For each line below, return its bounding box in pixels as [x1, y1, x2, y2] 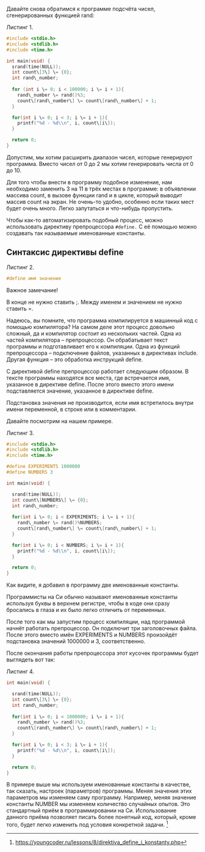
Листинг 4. [6, 668, 35, 676]
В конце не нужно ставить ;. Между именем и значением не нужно [6, 298, 182, 306]
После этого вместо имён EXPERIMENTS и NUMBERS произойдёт [6, 631, 178, 639]
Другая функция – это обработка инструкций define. [6, 355, 143, 363]
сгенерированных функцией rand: [6, 12, 95, 19]
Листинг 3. [6, 429, 35, 437]
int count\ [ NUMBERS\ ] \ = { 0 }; [12, 497, 88, 503]
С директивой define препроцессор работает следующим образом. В [6, 368, 189, 375]
